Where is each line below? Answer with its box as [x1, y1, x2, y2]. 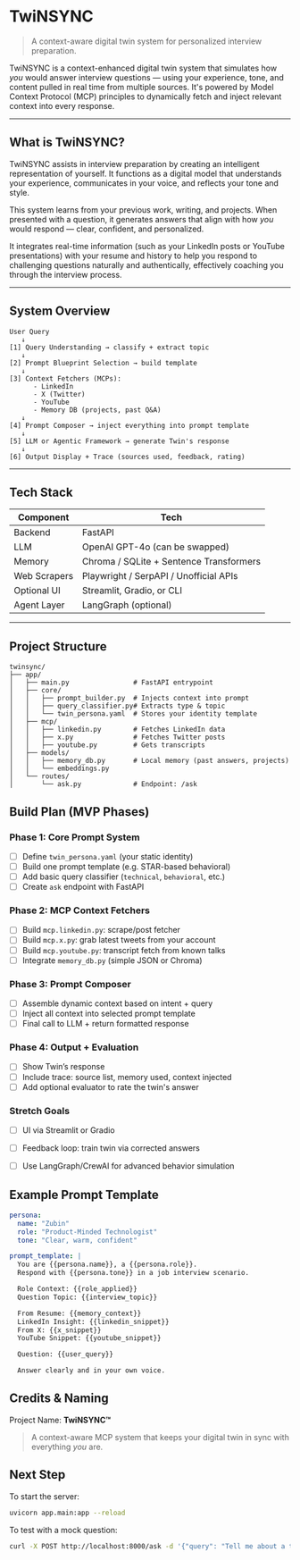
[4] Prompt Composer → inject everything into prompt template [9, 421, 250, 430]
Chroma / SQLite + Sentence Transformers [81, 556, 262, 568]
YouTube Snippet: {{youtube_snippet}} [17, 1334, 162, 1343]
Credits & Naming [9, 1391, 109, 1406]
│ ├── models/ [9, 749, 70, 758]
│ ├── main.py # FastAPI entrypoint [9, 678, 214, 687]
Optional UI [13, 584, 61, 597]
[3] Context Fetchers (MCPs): [9, 373, 122, 383]
